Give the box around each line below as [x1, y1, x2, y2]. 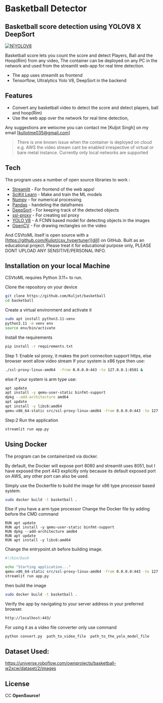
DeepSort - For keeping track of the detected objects [12, 207, 119, 213]
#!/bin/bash [5, 556, 29, 561]
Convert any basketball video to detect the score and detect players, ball [12, 105, 159, 110]
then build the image [5, 582, 46, 588]
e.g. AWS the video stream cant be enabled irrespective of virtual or [17, 144, 154, 150]
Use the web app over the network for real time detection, [12, 115, 129, 121]
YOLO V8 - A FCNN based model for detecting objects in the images [12, 217, 150, 223]
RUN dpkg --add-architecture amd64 [5, 529, 78, 534]
